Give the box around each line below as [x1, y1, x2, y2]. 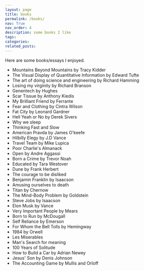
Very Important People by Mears [12, 208, 78, 214]
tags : [5, 35, 16, 40]
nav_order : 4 [5, 26, 32, 30]
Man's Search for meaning [12, 239, 66, 245]
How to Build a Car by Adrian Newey [12, 249, 86, 256]
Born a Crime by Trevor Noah [12, 155, 72, 161]
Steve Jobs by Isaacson [12, 197, 61, 203]
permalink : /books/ [5, 16, 45, 21]
